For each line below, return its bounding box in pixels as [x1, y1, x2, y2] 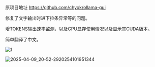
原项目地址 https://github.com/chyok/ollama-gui [5, 5, 106, 10]
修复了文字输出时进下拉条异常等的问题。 [5, 15, 90, 21]
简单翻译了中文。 [5, 37, 41, 42]
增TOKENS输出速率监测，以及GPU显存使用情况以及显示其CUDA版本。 [5, 26, 152, 32]
